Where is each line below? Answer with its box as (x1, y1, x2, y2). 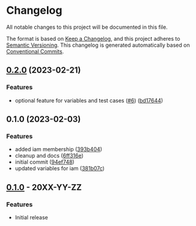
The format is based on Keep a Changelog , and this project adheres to (6, 35, 180, 42)
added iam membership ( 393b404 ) (14, 146, 102, 153)
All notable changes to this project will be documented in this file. (6, 23, 168, 31)
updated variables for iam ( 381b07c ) (14, 165, 105, 172)
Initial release (14, 214, 48, 221)
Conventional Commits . (6, 47, 64, 55)
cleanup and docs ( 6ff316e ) (14, 152, 84, 159)
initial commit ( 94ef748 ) (14, 158, 75, 165)
